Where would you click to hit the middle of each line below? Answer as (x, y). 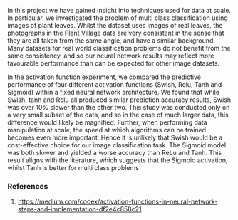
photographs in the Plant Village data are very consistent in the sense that (116, 33)
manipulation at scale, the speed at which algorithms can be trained (107, 130)
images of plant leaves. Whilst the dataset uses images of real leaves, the (115, 25)
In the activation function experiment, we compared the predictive (104, 77)
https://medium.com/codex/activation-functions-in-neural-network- (118, 201)
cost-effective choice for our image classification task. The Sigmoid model (117, 145)
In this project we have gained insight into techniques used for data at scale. (119, 10)
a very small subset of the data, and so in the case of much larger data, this (118, 115)
